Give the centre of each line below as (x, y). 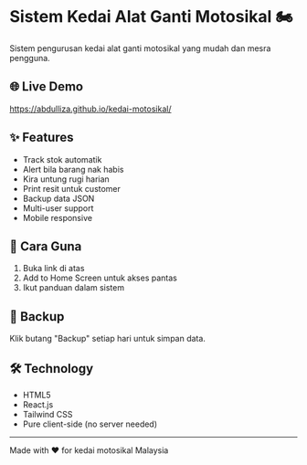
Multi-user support (58, 208)
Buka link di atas (53, 269)
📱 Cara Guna (46, 246)
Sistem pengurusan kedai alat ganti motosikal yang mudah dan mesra (140, 48)
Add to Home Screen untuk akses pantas (100, 278)
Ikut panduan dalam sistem (74, 288)
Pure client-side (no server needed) (90, 424)
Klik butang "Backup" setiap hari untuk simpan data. (107, 339)
